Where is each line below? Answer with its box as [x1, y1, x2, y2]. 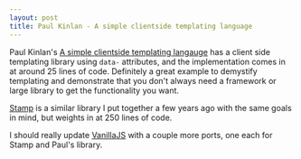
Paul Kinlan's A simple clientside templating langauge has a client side [9, 46, 271, 57]
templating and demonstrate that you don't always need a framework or [9, 75, 277, 86]
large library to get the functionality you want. [9, 85, 179, 96]
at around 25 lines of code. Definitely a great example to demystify [9, 65, 258, 77]
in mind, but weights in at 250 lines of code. [9, 112, 173, 123]
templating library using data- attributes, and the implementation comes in [9, 56, 287, 67]
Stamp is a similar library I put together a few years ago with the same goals [9, 102, 292, 113]
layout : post [9, 13, 59, 23]
